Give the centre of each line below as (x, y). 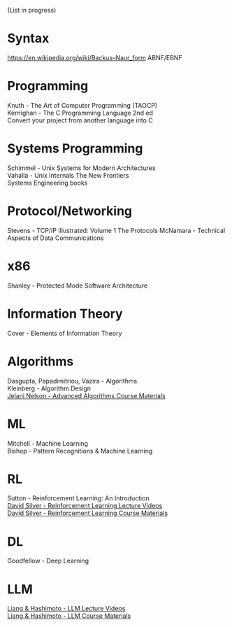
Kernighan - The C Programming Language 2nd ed (80, 113)
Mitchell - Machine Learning (48, 443)
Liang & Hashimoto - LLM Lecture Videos (66, 609)
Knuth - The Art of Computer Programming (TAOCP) (82, 105)
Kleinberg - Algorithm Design (49, 388)
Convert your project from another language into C (80, 120)
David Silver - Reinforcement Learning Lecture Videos (85, 506)
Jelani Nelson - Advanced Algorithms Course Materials (86, 395)
